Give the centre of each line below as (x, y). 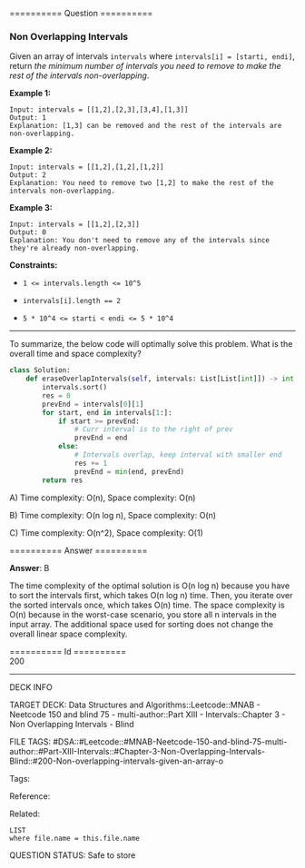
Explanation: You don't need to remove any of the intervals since (140, 241)
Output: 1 (28, 118)
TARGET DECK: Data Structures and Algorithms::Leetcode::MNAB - (135, 705)
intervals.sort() (74, 388)
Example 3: (31, 208)
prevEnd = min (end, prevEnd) (129, 471)
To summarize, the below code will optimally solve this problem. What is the (151, 344)
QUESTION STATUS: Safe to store (73, 855)
